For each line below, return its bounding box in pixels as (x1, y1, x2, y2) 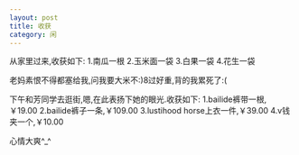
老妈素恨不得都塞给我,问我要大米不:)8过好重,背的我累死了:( (9, 75, 228, 86)
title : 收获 (9, 22, 51, 31)
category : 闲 (9, 30, 57, 39)
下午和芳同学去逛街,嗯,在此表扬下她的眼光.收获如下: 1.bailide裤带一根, (9, 94, 267, 105)
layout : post (9, 13, 59, 23)
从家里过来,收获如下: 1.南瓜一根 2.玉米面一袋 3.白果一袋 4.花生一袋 (9, 56, 256, 67)
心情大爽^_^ (9, 136, 51, 147)
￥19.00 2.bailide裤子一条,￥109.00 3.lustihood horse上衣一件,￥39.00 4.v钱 (9, 105, 291, 116)
